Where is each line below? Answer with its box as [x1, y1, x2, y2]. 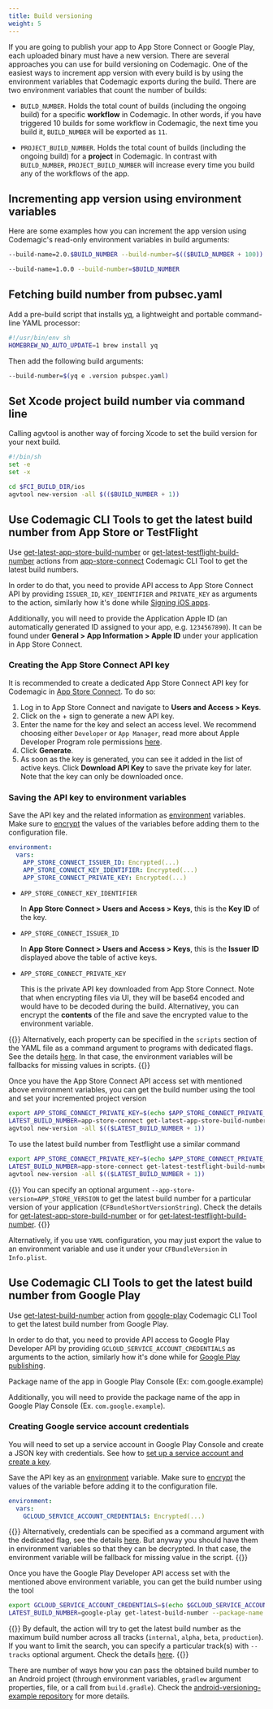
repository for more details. [38, 1691, 130, 1701]
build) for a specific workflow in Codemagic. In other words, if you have [19, 109, 262, 119]
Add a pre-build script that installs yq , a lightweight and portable [8, 309, 224, 319]
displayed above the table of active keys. [19, 953, 158, 962]
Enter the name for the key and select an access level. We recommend [19, 719, 257, 729]
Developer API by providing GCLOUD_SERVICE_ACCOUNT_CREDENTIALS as [8, 1343, 236, 1353]
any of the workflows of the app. [19, 168, 130, 178]
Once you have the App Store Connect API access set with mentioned [8, 1076, 243, 1086]
